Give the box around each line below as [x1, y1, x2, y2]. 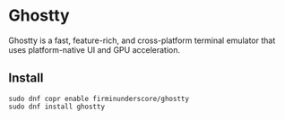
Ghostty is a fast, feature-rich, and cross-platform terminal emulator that [8, 35, 276, 46]
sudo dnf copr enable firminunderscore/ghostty [8, 94, 190, 103]
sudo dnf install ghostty [8, 102, 105, 111]
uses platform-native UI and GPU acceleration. [8, 44, 181, 55]
